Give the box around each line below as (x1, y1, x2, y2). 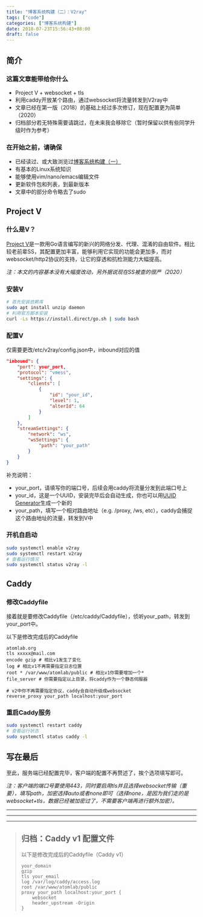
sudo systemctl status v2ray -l (6, 562, 88, 568)
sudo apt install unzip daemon (6, 304, 85, 310)
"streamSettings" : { (17, 426, 69, 432)
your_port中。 (6, 621, 41, 627)
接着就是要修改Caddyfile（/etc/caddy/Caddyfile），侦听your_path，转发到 (6, 613, 190, 620)
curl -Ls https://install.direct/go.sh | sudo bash (6, 316, 139, 322)
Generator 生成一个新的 (14, 499, 72, 506)
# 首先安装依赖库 (6, 299, 43, 305)
